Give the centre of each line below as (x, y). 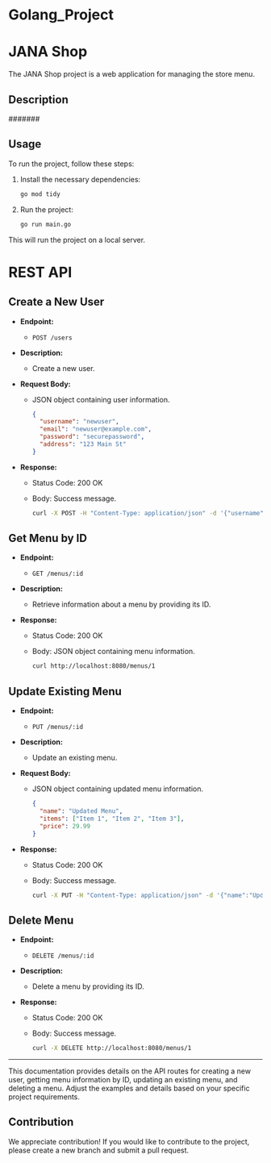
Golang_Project (61, 15)
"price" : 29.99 (65, 826)
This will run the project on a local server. (77, 240)
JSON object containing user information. (101, 399)
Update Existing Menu (65, 691)
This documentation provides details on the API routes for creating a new (130, 1071)
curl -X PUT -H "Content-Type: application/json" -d (123, 895)
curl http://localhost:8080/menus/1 (94, 666)
